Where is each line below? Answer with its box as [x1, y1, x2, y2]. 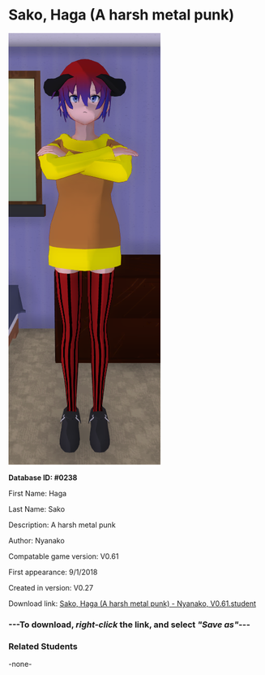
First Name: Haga [8, 488, 67, 498]
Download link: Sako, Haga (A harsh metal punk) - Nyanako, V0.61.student [8, 599, 257, 608]
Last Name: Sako [8, 504, 66, 513]
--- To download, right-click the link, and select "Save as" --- [8, 619, 251, 630]
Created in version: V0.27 [8, 582, 94, 592]
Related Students [8, 640, 79, 651]
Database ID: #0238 [8, 473, 78, 482]
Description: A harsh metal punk [8, 520, 116, 530]
